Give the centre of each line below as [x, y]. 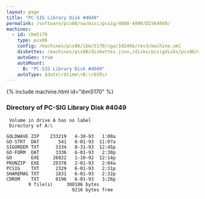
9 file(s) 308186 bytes [64, 184]
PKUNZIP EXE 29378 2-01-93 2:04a [61, 163]
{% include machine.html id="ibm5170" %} [60, 92]
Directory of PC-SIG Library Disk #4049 [67, 107]
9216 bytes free [92, 190]
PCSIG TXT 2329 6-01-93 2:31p [61, 168]
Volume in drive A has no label [50, 120]
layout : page [23, 12]
